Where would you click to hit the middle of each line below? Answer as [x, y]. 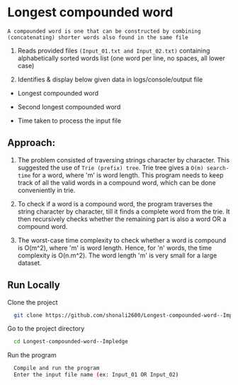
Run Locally [34, 285]
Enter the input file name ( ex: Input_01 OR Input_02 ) [96, 375]
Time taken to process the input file [69, 121]
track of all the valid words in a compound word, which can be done [117, 182]
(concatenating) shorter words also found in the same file [98, 37]
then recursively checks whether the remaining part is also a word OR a [122, 219]
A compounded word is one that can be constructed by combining [104, 31]
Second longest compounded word [69, 106]
